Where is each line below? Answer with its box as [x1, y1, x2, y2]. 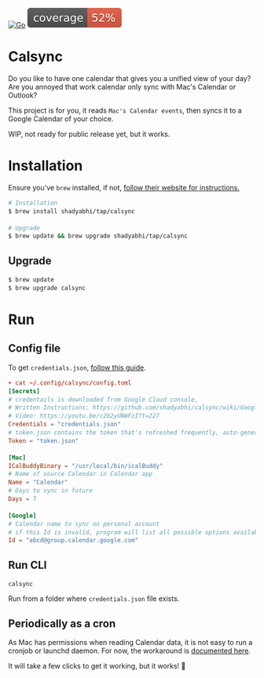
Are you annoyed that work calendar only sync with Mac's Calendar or [8, 82, 236, 91]
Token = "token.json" [8, 437, 79, 444]
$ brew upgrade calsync [8, 284, 86, 292]
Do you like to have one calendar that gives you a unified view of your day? [8, 73, 251, 83]
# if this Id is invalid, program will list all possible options [8, 528, 230, 536]
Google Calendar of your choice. [8, 114, 114, 123]
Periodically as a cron [8, 617, 116, 630]
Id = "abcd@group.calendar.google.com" [8, 536, 139, 544]
